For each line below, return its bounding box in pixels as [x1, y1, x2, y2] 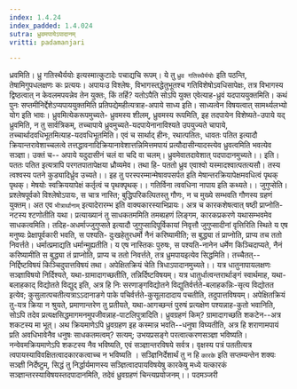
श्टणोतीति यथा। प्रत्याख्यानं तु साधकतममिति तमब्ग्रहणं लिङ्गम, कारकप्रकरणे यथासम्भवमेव [27, 210, 272, 220]
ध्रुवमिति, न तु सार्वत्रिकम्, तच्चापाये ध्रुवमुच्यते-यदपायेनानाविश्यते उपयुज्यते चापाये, [9, 120, 229, 131]
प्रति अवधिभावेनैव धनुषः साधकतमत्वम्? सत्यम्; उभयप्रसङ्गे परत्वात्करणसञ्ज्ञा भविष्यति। [9, 329, 248, 340]
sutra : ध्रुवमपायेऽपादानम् [9, 29, 76, 38]
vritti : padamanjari [9, 37, 86, 47]
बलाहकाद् [9, 280, 35, 290]
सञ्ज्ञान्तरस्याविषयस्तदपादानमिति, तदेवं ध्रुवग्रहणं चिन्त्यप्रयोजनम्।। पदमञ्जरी [9, 369, 218, 380]
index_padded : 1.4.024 [9, 21, 93, 30]
